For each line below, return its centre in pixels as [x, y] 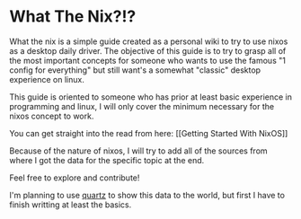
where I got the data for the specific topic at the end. [107, 160]
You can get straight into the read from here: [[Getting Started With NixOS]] [149, 133]
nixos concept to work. [52, 116]
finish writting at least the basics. [71, 205]
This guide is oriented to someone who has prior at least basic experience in [151, 97]
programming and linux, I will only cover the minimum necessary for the [142, 106]
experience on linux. [47, 79]
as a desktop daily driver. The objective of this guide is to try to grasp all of [148, 50]
